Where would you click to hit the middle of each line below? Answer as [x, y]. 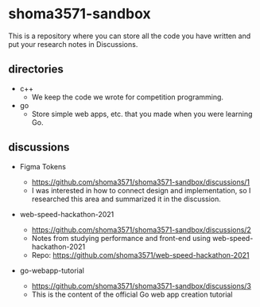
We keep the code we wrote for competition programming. [128, 97]
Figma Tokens [43, 166]
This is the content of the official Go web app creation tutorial [132, 294]
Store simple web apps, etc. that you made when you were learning [142, 114]
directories [36, 70]
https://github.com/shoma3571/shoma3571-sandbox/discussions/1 [141, 182]
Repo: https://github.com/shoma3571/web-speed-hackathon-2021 [140, 255]
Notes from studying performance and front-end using [121, 238]
